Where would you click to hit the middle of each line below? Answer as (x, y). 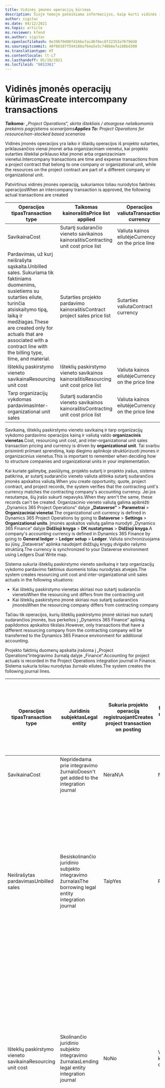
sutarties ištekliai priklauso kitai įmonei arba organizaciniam (65, 154)
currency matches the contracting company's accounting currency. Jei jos (81, 492)
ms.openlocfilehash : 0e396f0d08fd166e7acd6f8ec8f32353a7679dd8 (71, 42)
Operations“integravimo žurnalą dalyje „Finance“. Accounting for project (77, 656)
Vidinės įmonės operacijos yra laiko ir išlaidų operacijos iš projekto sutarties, (82, 144)
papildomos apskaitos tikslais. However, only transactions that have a (75, 625)
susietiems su (23, 291)
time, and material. (29, 359)
